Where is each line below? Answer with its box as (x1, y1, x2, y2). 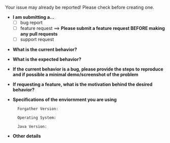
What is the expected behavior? (12, 56, 82, 62)
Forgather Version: (17, 106, 58, 112)
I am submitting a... (12, 14, 55, 20)
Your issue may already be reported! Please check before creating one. (5, 5, 154, 10)
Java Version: (17, 124, 47, 129)
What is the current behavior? (12, 47, 77, 53)
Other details (12, 133, 41, 139)
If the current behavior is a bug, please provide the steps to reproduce (12, 66, 163, 73)
